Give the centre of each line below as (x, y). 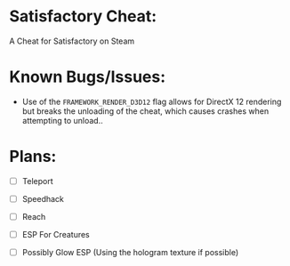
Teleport (37, 181)
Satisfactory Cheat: (83, 16)
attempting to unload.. (63, 120)
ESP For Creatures (56, 234)
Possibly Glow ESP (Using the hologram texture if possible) (130, 253)
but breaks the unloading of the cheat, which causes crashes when (145, 111)
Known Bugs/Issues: (88, 77)
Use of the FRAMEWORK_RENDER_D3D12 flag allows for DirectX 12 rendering (152, 101)
